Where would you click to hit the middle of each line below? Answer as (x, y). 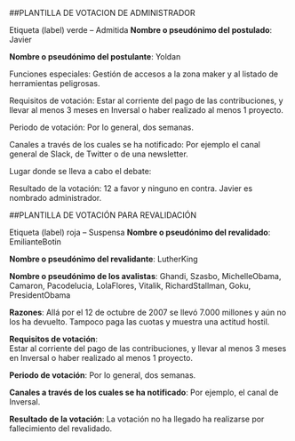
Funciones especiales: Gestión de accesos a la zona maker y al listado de (144, 74)
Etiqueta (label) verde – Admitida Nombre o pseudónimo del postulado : (141, 30)
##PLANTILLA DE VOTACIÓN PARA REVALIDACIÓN (103, 215)
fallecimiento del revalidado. (61, 429)
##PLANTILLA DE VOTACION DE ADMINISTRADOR (102, 13)
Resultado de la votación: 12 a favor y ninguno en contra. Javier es (131, 188)
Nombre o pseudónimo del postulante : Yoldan (95, 56)
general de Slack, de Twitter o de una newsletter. (99, 154)
